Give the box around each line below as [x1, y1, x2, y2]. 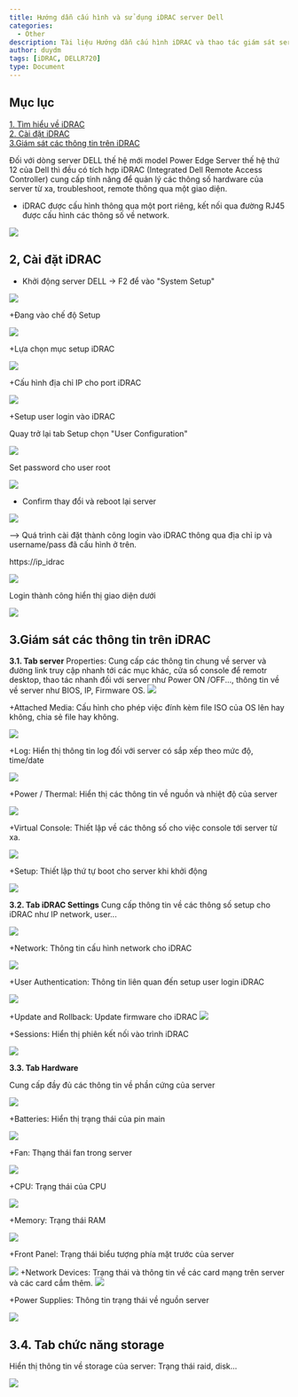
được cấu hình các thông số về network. [21, 209, 170, 220]
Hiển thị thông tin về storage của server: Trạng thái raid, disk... [9, 1361, 238, 1371]
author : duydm [9, 46, 62, 55]
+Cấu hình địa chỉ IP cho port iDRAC [9, 377, 142, 388]
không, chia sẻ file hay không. [9, 711, 120, 723]
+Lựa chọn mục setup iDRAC [9, 343, 115, 354]
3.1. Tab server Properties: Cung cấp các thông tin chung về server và [9, 655, 267, 666]
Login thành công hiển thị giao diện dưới [9, 590, 157, 600]
